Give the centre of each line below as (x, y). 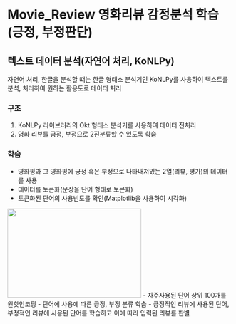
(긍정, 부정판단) (50, 32)
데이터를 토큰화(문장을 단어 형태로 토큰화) (75, 189)
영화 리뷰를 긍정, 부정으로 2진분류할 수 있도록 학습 (87, 134)
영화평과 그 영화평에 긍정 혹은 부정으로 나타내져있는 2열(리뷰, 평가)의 (113, 171)
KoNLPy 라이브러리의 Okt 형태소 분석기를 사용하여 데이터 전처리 (107, 125)
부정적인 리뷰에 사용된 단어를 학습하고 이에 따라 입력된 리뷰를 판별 (99, 313)
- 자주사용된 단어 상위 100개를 (184, 295)
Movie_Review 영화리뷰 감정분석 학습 (113, 15)
